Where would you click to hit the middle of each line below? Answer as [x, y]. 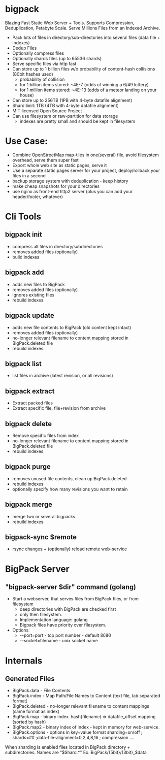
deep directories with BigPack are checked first [68, 609]
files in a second [29, 175]
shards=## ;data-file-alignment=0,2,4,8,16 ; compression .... [73, 738]
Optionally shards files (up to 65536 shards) [57, 58]
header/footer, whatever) [37, 197]
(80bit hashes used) [33, 74]
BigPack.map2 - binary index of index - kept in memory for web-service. [86, 727]
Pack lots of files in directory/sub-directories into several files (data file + [86, 37]
